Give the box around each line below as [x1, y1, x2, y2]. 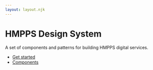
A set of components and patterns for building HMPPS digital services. [5, 45, 149, 50]
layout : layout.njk [5, 7, 45, 12]
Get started [12, 54, 35, 60]
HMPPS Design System [5, 28, 102, 39]
